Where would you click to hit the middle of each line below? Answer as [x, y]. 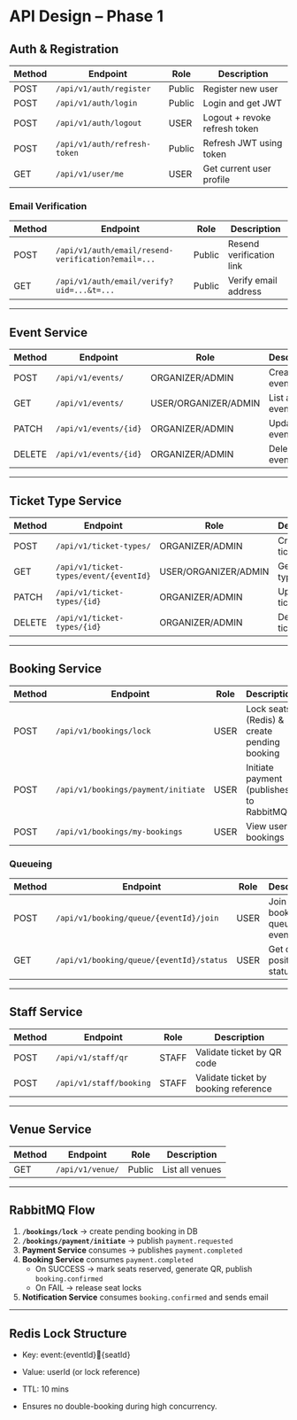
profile [216, 179]
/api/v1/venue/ [88, 1169]
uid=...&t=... [85, 291]
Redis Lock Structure [68, 1334]
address [245, 291]
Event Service [49, 333]
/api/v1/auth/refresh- [104, 144]
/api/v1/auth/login [97, 103]
